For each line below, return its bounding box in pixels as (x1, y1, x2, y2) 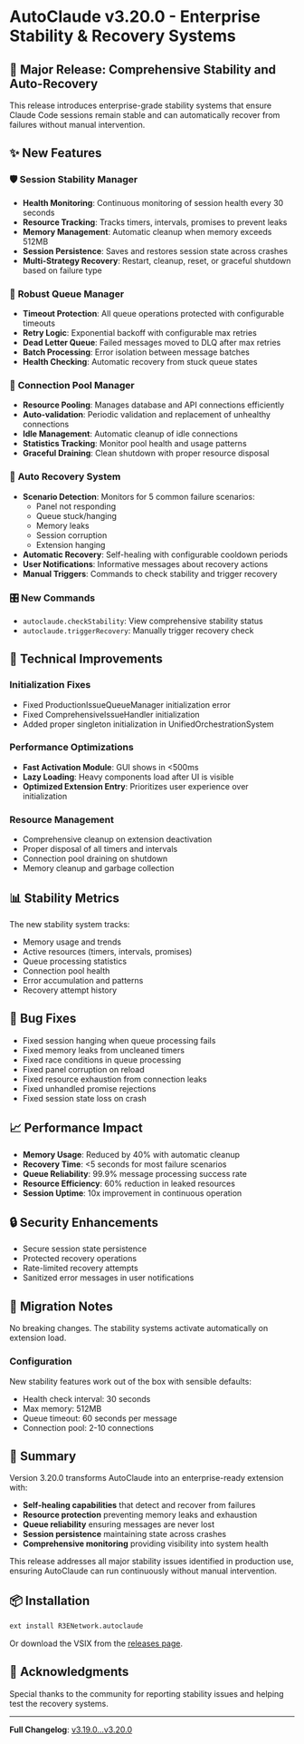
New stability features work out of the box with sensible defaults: (9, 1376, 252, 1386)
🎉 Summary (9, 1448, 77, 1464)
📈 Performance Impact (9, 1121, 143, 1136)
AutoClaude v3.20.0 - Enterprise (9, 6, 261, 27)
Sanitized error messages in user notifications (22, 1272, 195, 1283)
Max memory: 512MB (22, 1403, 102, 1414)
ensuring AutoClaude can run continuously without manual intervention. (9, 1565, 278, 1576)
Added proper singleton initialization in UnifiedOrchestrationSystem (22, 719, 274, 730)
